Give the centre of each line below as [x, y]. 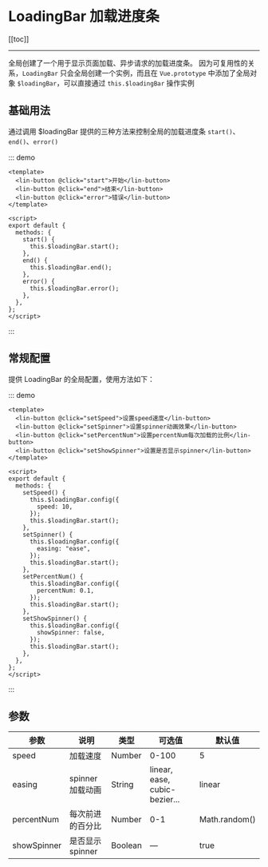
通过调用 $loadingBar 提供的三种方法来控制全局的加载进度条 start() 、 [124, 131]
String [122, 785]
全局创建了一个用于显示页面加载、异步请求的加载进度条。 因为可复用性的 [128, 63]
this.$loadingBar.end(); [71, 267]
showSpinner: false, [71, 632]
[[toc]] [19, 39]
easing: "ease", [64, 548]
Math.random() [227, 820]
